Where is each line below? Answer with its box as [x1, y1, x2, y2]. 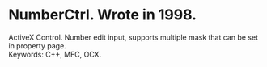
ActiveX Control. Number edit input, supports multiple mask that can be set [8, 32, 259, 42]
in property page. [8, 40, 66, 50]
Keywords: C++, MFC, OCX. [8, 49, 102, 59]
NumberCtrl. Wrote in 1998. [8, 6, 197, 24]
